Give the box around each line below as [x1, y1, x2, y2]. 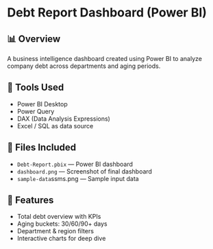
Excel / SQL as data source [16, 121, 94, 130]
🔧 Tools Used [7, 82, 64, 93]
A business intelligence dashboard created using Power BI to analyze [7, 55, 202, 62]
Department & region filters [16, 227, 95, 235]
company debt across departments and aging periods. [7, 62, 161, 70]
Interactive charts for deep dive [16, 235, 106, 243]
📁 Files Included [7, 142, 77, 154]
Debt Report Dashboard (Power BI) [7, 5, 208, 21]
